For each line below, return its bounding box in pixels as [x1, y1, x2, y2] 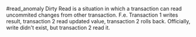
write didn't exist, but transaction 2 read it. [6, 24, 110, 31]
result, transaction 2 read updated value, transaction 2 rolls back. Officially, [6, 18, 191, 24]
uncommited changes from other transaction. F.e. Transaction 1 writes [6, 11, 179, 18]
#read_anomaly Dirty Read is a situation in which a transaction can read [6, 5, 182, 12]
